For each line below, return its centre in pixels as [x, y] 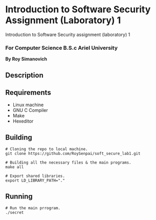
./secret [15, 213]
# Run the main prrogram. [33, 208]
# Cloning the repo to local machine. [47, 149]
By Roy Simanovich [26, 59]
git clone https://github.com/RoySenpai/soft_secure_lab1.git [73, 154]
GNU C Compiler [30, 110]
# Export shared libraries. [35, 176]
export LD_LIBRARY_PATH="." [35, 181]
